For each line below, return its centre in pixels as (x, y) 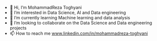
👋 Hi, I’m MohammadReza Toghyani (46, 7)
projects (18, 28)
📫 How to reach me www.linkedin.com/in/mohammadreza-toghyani (79, 33)
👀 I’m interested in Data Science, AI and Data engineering (68, 13)
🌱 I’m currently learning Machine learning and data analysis (70, 18)
